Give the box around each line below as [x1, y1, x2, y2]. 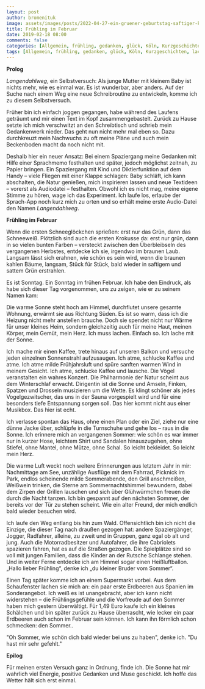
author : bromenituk [6, 15, 56, 21]
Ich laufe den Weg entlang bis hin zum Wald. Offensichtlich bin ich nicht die [6, 519, 196, 526]
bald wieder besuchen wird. [6, 507, 76, 515]
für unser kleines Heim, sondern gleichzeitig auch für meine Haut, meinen [6, 323, 192, 330]
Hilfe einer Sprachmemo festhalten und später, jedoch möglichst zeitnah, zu [6, 159, 197, 166]
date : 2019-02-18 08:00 [6, 32, 67, 38]
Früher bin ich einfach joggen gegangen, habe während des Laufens [6, 108, 179, 116]
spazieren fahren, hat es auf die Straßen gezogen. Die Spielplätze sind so [6, 545, 191, 552]
